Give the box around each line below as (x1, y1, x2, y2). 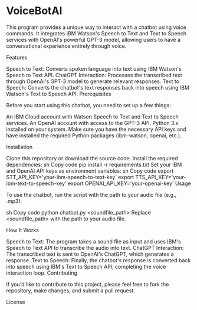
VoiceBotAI (6, 4, 63, 18)
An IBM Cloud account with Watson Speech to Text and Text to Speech (6, 113, 179, 120)
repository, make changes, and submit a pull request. (6, 287, 136, 294)
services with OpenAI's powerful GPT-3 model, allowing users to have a (6, 36, 181, 43)
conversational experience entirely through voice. (6, 42, 127, 50)
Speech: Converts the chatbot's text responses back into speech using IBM (6, 84, 190, 91)
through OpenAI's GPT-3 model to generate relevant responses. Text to (6, 78, 180, 85)
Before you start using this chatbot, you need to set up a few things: (6, 101, 171, 108)
